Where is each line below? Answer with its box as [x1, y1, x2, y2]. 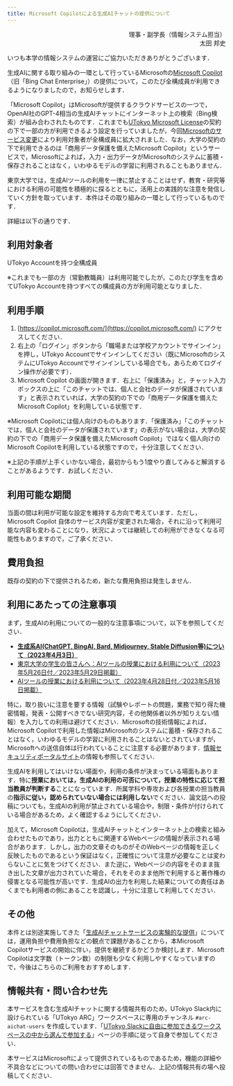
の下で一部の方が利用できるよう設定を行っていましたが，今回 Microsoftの [7, 126, 216, 135]
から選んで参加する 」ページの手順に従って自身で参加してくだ [37, 1030, 213, 1039]
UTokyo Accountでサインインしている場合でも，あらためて [35, 359, 205, 367]
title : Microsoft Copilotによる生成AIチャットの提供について [7, 10, 171, 17]
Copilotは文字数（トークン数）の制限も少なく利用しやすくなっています [7, 954, 210, 962]
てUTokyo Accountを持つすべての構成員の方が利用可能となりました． [7, 282, 206, 290]
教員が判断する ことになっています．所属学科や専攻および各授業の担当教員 [12, 784, 225, 792]
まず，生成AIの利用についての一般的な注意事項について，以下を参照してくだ [7, 619, 225, 627]
